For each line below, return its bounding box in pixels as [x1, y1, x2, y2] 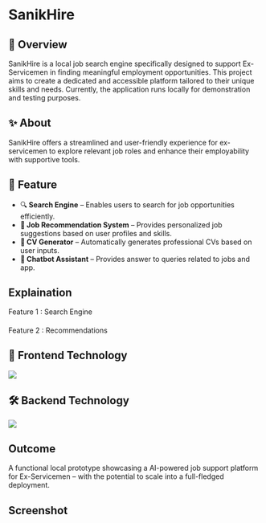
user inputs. [19, 245, 60, 255]
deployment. [8, 480, 50, 490]
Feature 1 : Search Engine [8, 307, 92, 317]
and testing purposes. [8, 93, 81, 102]
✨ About [8, 116, 51, 130]
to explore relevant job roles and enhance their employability [49, 146, 250, 156]
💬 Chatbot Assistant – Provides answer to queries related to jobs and [19, 254, 251, 264]
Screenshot [8, 504, 68, 517]
